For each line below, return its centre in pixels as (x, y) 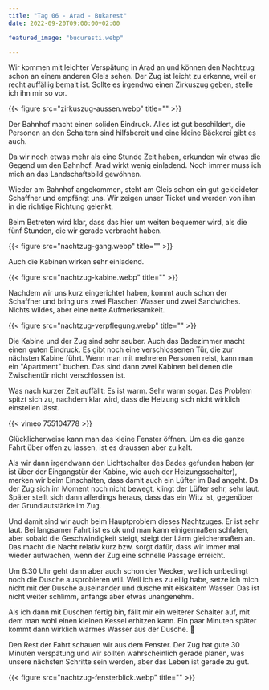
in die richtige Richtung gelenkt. (61, 206)
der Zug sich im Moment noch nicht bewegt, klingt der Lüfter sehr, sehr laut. (134, 489)
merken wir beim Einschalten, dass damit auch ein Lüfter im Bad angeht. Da (133, 480)
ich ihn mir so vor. (38, 93)
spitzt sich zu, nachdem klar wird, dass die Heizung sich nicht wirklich (124, 399)
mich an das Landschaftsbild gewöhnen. (75, 174)
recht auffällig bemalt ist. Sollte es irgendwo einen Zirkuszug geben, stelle (130, 84)
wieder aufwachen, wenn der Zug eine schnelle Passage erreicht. (117, 556)
